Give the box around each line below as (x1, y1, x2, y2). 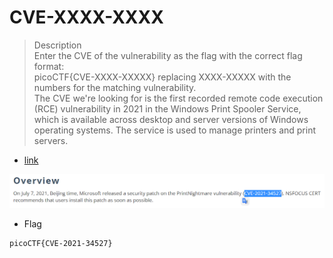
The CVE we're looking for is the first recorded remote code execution (33, 92, 324, 104)
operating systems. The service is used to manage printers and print (33, 124, 316, 136)
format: (33, 60, 65, 72)
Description (33, 39, 82, 51)
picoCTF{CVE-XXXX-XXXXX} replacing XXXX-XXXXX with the (33, 71, 292, 83)
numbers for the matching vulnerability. (33, 81, 197, 93)
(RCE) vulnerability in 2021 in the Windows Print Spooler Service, (33, 102, 302, 115)
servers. (33, 134, 69, 146)
